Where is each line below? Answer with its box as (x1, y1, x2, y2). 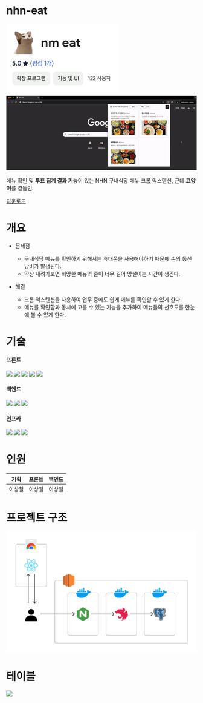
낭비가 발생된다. (24, 263, 62, 270)
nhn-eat (6, 4, 48, 18)
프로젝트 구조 (6, 511, 68, 525)
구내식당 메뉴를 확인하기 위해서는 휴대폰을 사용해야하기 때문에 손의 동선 (24, 255, 192, 263)
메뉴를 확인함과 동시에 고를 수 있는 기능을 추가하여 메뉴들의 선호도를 (24, 304, 184, 311)
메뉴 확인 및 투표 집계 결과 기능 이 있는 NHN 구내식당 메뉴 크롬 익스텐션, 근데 (6, 177, 185, 184)
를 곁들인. (11, 184, 34, 192)
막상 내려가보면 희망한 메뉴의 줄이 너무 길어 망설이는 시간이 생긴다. (24, 271, 181, 278)
